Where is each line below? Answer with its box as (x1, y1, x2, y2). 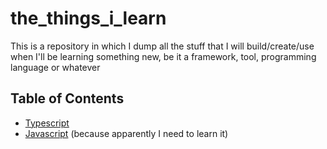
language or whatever (10, 61, 101, 73)
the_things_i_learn (10, 7, 167, 30)
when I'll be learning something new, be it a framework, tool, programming (10, 50, 317, 62)
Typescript (24, 117, 70, 129)
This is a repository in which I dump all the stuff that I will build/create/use (10, 40, 315, 52)
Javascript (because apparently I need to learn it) (24, 127, 229, 139)
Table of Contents (10, 90, 125, 107)
